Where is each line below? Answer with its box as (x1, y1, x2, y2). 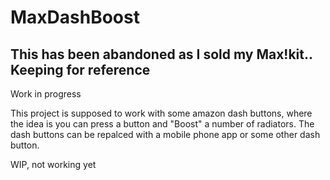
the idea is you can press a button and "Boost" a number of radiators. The (10, 118, 315, 130)
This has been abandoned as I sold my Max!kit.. (10, 46, 313, 63)
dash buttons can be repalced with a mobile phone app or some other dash (10, 129, 321, 140)
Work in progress (10, 88, 82, 100)
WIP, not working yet (10, 159, 97, 170)
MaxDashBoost (10, 6, 140, 29)
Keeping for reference (10, 61, 151, 78)
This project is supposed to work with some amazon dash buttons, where (10, 107, 313, 119)
